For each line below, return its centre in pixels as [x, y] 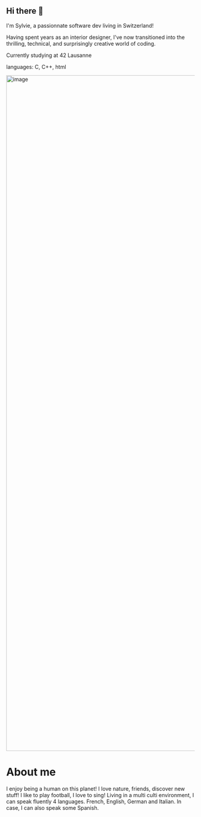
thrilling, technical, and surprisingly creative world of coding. [81, 43]
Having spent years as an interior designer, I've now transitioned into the [96, 37]
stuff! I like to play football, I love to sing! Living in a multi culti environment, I [100, 795]
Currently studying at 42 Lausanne [49, 55]
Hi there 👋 [25, 11]
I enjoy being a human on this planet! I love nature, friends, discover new [96, 788]
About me [31, 772]
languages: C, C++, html [36, 67]
